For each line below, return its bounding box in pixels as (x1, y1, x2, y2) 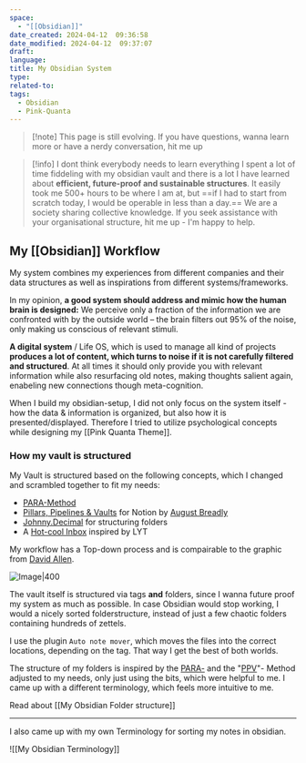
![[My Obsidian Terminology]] (9, 744, 120, 755)
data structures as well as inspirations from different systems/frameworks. (9, 277, 289, 288)
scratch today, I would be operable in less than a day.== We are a (31, 198, 278, 209)
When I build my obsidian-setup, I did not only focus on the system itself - (9, 398, 287, 409)
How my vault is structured (9, 449, 132, 462)
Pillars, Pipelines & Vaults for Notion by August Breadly (22, 507, 229, 518)
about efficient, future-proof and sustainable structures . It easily (31, 178, 280, 189)
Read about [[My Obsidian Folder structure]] (9, 700, 176, 711)
